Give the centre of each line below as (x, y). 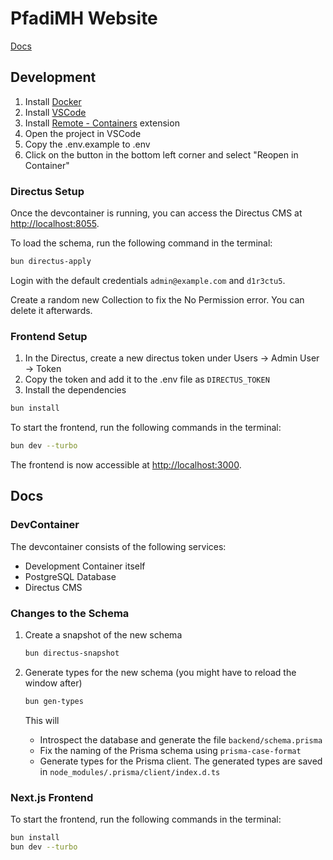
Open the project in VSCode (83, 133)
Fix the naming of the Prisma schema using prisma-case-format (170, 750)
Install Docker (53, 101)
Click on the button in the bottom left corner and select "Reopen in (161, 154)
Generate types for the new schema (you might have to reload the (160, 672)
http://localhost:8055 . (55, 224)
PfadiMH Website (84, 18)
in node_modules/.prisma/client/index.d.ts (130, 771)
